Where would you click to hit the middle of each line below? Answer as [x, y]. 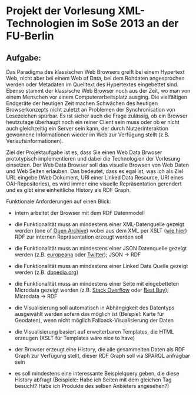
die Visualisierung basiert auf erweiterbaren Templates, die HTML [94, 332]
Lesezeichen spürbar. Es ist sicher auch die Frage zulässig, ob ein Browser [97, 116]
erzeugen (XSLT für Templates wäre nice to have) [75, 338]
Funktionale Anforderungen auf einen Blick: [59, 201]
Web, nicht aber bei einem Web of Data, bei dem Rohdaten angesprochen [95, 78]
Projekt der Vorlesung [61, 11]
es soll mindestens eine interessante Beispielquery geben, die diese [97, 373]
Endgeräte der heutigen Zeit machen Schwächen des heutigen [82, 103]
